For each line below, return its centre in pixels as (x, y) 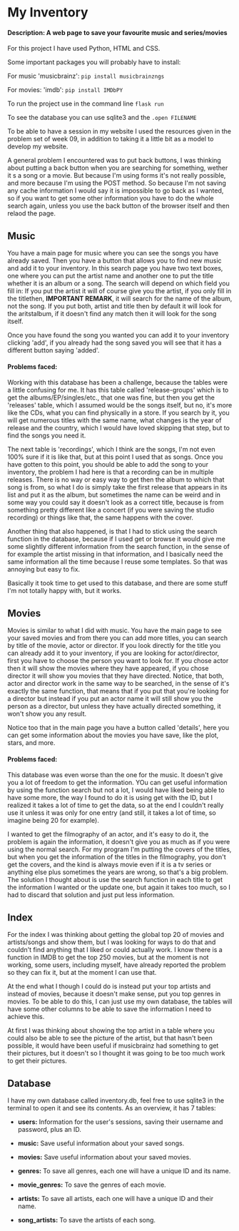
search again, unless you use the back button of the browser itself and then (118, 206)
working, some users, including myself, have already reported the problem (117, 965)
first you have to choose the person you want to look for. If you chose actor (118, 661)
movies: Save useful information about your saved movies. (104, 1157)
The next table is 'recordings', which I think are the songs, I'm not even (111, 450)
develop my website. (38, 146)
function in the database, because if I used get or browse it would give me (117, 539)
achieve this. (26, 1017)
